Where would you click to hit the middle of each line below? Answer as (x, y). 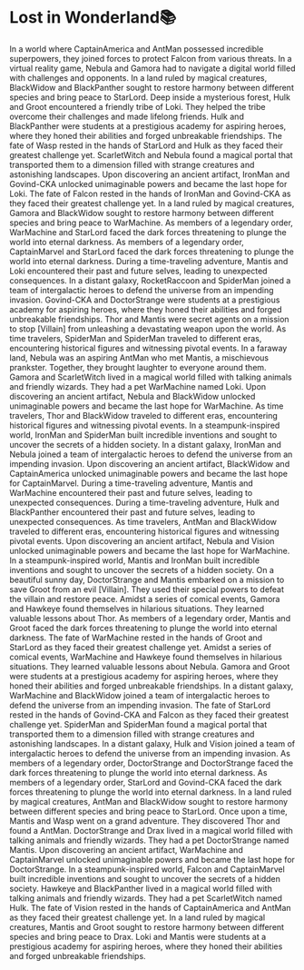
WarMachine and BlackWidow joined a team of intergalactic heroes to (140, 695)
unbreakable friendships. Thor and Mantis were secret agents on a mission (149, 319)
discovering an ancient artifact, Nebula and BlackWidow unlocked (132, 396)
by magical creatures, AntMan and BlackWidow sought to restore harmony (149, 801)
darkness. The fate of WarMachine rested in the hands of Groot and (136, 638)
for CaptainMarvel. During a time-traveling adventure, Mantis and (132, 483)
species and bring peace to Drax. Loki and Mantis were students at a (138, 936)
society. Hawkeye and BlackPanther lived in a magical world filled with (141, 888)
